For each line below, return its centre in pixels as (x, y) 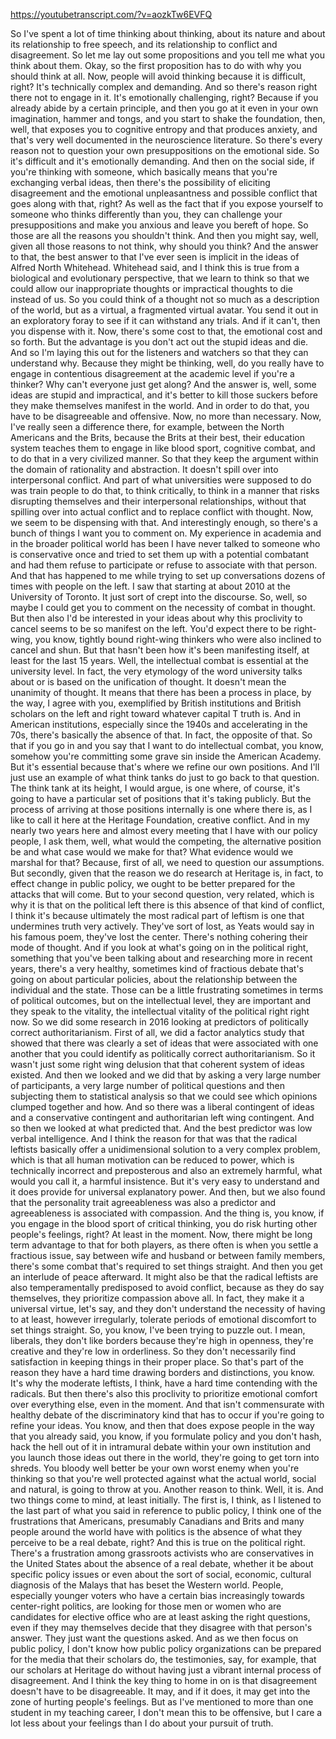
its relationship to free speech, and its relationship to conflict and (144, 44)
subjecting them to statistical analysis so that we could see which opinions (164, 1096)
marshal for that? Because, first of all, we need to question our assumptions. (167, 862)
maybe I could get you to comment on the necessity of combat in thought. (163, 607)
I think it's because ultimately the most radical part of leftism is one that (157, 915)
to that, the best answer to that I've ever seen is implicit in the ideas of (155, 257)
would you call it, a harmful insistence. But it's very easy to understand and (165, 1181)
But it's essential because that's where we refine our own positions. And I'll (165, 767)
